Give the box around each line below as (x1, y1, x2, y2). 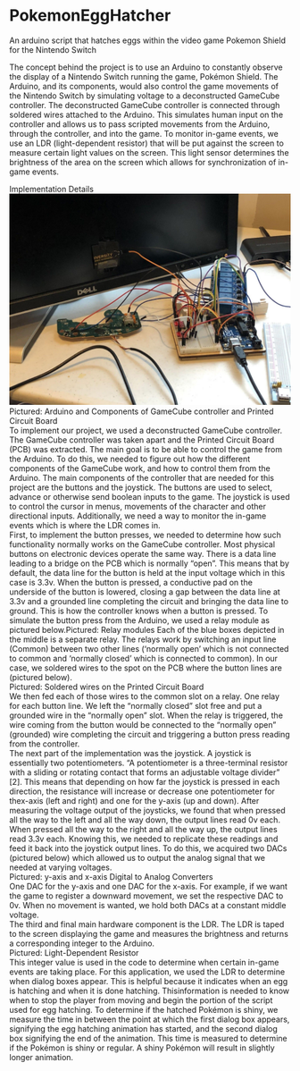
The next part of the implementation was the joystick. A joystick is (9, 747, 252, 758)
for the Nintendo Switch (9, 44, 96, 55)
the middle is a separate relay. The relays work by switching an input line (9, 634, 277, 645)
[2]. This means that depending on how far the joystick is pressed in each (9, 776, 280, 787)
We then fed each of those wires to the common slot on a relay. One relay (9, 690, 279, 702)
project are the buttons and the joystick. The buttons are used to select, (9, 482, 273, 493)
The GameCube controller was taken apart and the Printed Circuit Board (9, 434, 275, 445)
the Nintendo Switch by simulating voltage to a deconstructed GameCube (9, 90, 280, 101)
